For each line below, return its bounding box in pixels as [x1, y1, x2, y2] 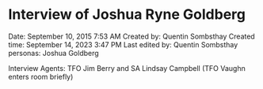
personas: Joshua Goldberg [8, 48, 99, 57]
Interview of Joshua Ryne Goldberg [8, 6, 246, 24]
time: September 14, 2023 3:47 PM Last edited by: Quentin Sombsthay [8, 39, 238, 49]
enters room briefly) [8, 72, 74, 81]
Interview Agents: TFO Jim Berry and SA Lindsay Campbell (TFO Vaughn [8, 63, 246, 72]
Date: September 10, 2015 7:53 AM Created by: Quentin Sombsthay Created [8, 32, 255, 41]
